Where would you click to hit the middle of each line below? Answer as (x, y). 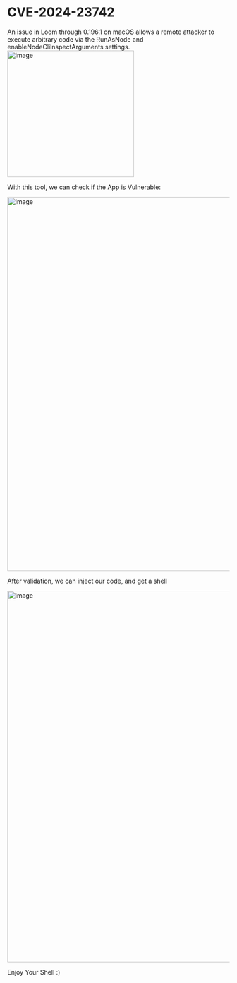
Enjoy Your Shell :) (34, 972)
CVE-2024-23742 (61, 12)
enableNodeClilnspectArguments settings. (69, 47)
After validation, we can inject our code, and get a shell (87, 581)
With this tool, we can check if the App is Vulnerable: (84, 187)
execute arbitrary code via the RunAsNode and (75, 39)
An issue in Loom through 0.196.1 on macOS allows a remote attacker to (111, 32)
